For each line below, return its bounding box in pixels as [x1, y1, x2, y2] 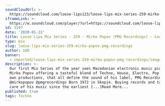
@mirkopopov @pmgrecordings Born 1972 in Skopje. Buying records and [9, 80, 155, 85]
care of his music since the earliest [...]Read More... [9, 84, 129, 89]
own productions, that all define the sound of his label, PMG [9, 75, 141, 80]
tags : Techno [5, 93, 32, 98]
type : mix [5, 39, 26, 44]
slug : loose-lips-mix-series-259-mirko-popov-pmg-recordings [5, 43, 133, 48]
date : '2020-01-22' [5, 30, 45, 35]
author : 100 [5, 48, 29, 53]
